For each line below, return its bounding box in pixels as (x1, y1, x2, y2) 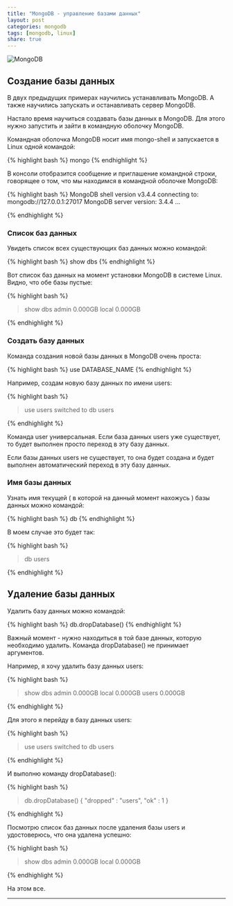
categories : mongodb (7, 23, 67, 30)
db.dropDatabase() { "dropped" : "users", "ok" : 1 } (24, 796, 169, 805)
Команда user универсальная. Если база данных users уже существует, (7, 432, 221, 441)
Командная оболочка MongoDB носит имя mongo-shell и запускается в (7, 135, 220, 143)
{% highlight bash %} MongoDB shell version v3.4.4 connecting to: (7, 190, 199, 198)
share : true (7, 36, 42, 43)
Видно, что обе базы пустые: (7, 278, 93, 287)
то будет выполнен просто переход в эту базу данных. (7, 440, 170, 448)
